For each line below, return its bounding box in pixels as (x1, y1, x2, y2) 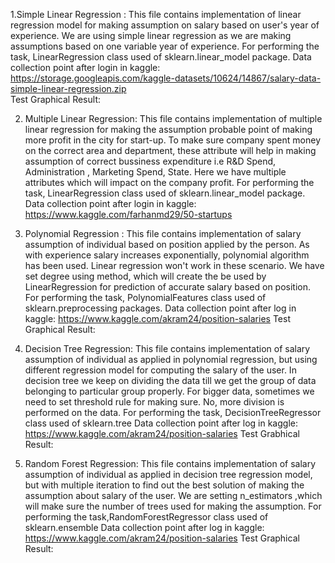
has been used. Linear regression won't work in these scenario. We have (24, 260, 325, 271)
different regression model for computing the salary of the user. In (24, 364, 297, 376)
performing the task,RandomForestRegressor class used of (24, 511, 269, 523)
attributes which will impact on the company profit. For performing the (24, 177, 315, 188)
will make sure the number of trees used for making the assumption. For (24, 500, 322, 512)
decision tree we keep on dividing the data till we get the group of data (24, 375, 317, 386)
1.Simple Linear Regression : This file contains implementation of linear (10, 9, 302, 20)
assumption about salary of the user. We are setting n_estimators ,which (24, 490, 323, 501)
